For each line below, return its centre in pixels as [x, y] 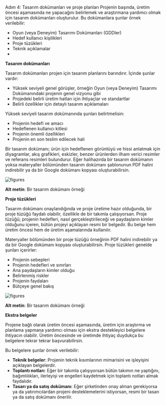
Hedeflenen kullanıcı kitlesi [40, 129]
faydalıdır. [22, 381]
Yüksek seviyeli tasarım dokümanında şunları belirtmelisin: [65, 114]
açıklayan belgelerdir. [34, 365]
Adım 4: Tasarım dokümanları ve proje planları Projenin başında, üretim [78, 7]
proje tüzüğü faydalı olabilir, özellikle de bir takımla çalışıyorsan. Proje [76, 214]
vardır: [12, 78]
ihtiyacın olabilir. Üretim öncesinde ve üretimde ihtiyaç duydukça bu [74, 335]
